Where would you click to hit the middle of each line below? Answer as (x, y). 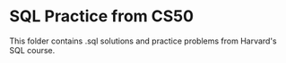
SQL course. (32, 50)
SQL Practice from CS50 (102, 16)
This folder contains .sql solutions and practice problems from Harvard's (143, 41)
